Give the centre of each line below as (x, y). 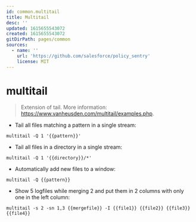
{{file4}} (18, 214)
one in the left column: (42, 198)
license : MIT (33, 61)
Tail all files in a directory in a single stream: (69, 147)
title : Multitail (28, 17)
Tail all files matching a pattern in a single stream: (75, 125)
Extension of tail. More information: (64, 107)
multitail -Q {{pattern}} (38, 180)
